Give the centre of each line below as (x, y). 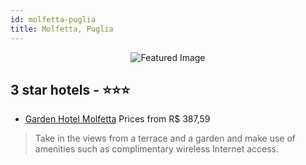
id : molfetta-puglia (53, 19)
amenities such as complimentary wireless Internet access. (157, 149)
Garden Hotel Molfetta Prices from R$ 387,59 (117, 119)
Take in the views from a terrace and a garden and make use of (165, 138)
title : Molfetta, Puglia (62, 29)
